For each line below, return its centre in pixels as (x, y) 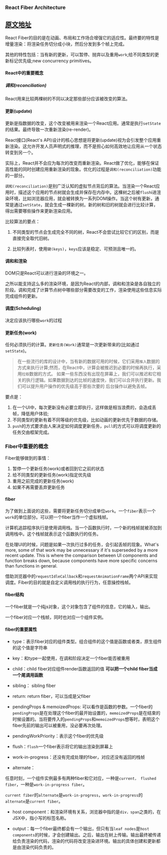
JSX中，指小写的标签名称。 (41, 818)
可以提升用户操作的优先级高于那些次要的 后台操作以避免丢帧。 (85, 386)
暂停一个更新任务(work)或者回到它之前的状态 (58, 469)
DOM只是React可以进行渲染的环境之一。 (47, 273)
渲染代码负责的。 (39, 848)
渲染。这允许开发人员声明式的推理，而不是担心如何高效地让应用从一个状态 (85, 146)
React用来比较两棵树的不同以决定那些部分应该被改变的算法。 (68, 99)
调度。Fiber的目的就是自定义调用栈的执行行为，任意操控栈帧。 (69, 582)
